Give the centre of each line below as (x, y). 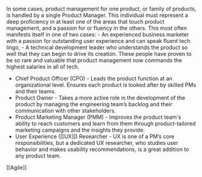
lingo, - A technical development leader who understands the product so (97, 47)
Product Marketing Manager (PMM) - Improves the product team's (98, 117)
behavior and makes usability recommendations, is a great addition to (102, 149)
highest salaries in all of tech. (43, 67)
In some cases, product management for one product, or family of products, (101, 9)
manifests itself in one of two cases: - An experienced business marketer (98, 35)
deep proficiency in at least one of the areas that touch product (86, 22)
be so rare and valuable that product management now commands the (94, 60)
